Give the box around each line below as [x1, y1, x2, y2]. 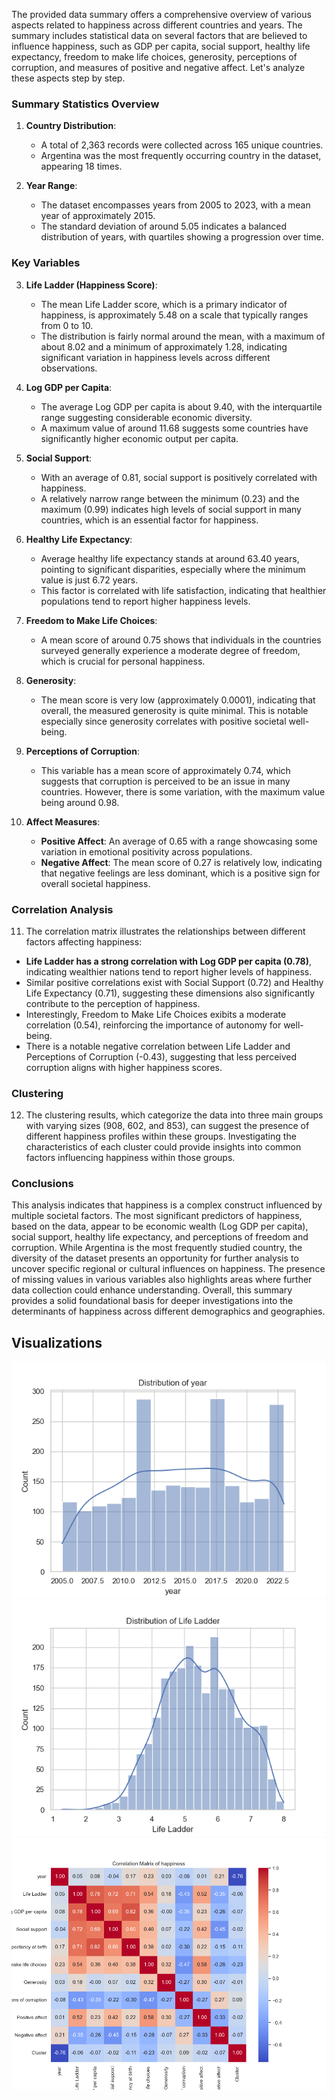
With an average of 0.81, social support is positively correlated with [40, 471, 318, 483]
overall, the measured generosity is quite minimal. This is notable [40, 704, 309, 716]
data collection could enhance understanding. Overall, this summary [11, 1284, 293, 1296]
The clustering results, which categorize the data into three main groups [25, 1109, 324, 1121]
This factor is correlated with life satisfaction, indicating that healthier [40, 584, 327, 596]
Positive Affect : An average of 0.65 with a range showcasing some [40, 835, 318, 847]
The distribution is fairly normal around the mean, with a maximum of [40, 330, 326, 342]
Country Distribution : [25, 120, 117, 132]
